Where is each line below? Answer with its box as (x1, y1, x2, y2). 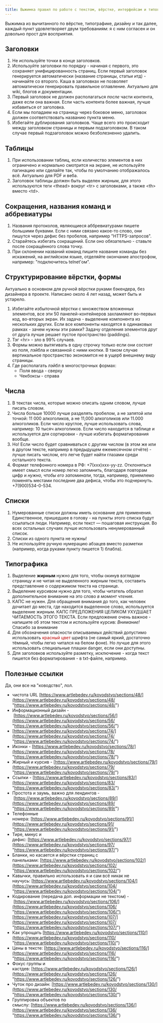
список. (12, 530, 29, 536)
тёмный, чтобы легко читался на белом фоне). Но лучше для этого (12, 640, 151, 646)
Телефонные (12, 811, 39, 817)
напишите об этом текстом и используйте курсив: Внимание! (12, 619, 140, 625)
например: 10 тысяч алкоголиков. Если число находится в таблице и (12, 426, 155, 431)
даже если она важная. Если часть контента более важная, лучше (12, 99, 150, 105)
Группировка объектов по (12, 997, 66, 1003)
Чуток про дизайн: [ (12, 981, 53, 987)
